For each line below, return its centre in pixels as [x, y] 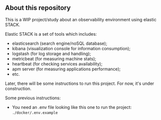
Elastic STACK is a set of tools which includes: [51, 34]
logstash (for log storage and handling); [51, 53]
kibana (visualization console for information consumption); [71, 48]
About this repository [38, 8]
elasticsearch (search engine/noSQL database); [59, 43]
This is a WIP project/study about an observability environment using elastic [81, 19]
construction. [18, 88]
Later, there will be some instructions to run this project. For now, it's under [80, 83]
